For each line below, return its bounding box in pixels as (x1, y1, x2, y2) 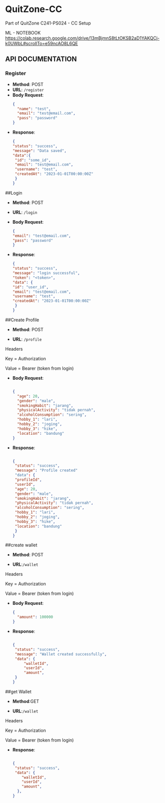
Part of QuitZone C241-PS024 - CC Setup (5, 20, 91, 26)
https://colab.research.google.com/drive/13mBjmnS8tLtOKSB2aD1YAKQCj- (5, 35, 160, 41)
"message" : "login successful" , (12, 271, 80, 276)
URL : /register (12, 87, 44, 93)
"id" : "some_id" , (14, 158, 51, 163)
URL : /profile (12, 336, 42, 342)
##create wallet (5, 542, 37, 548)
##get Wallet (5, 688, 31, 694)
